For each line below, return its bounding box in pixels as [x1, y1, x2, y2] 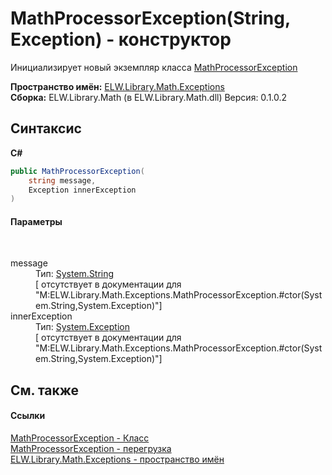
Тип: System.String [35, 268, 115, 280]
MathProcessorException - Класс [10, 432, 150, 444]
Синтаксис [10, 120, 82, 137]
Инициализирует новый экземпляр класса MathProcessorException [10, 61, 298, 73]
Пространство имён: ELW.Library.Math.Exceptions [10, 80, 225, 92]
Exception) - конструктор [10, 28, 232, 51]
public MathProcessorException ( [10, 166, 145, 176]
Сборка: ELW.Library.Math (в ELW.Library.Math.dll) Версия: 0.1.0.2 [10, 91, 288, 103]
